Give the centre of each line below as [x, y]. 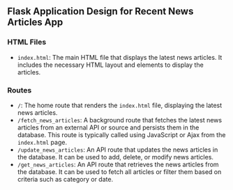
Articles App [35, 23]
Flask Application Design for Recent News [100, 11]
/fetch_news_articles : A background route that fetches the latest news [119, 120]
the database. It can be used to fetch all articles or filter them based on [119, 172]
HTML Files [27, 42]
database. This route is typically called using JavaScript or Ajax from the [121, 134]
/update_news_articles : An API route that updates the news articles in [118, 150]
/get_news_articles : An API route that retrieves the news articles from [118, 164]
